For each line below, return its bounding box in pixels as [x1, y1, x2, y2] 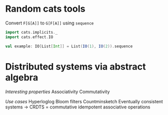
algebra [5, 72, 39, 83]
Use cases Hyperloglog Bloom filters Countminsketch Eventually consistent [5, 98, 163, 104]
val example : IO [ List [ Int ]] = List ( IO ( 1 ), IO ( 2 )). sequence [5, 44, 133, 49]
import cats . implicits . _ [5, 30, 58, 35]
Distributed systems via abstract [5, 61, 146, 72]
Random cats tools [5, 3, 85, 15]
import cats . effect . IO [5, 34, 53, 40]
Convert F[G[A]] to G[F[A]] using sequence [5, 20, 94, 26]
